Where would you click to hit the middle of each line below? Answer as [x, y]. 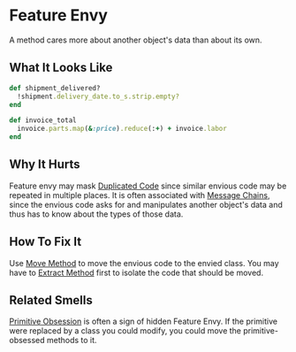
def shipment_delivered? [55, 88]
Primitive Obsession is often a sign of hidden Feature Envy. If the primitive [144, 321]
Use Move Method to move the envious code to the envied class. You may [144, 263]
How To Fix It [46, 242]
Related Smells [51, 300]
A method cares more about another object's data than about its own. [136, 40]
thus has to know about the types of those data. [96, 214]
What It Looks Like [61, 68]
